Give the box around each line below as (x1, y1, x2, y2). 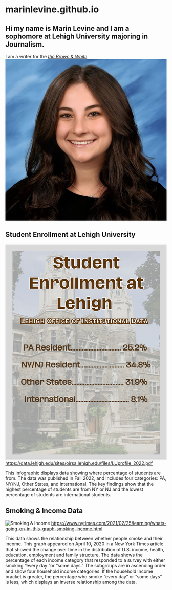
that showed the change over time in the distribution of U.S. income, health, (5, 546, 165, 552)
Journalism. (5, 40, 45, 49)
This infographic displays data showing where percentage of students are (5, 470, 161, 476)
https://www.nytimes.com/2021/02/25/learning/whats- (51, 520, 167, 526)
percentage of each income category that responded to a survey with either (5, 557, 165, 563)
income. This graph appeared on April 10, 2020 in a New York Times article (5, 541, 164, 547)
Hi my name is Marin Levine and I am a (5, 24, 130, 33)
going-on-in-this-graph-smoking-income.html (5, 526, 103, 532)
